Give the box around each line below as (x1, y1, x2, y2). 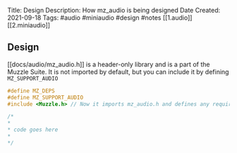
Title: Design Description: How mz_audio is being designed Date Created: (7, 6, 221, 14)
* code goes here (7, 126, 59, 133)
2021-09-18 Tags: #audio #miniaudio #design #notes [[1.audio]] (7, 13, 193, 22)
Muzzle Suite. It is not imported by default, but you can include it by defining (7, 67, 229, 76)
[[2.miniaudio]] (7, 21, 51, 29)
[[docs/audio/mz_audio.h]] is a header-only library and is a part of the (7, 60, 210, 68)
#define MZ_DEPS (7, 87, 55, 94)
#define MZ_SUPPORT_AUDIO (7, 94, 83, 101)
